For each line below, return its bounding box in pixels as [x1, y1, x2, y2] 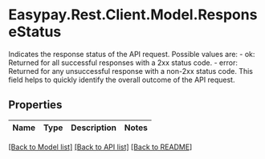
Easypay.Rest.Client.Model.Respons [8, 6, 258, 24]
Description [71, 122, 116, 133]
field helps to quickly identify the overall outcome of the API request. [8, 75, 235, 84]
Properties [8, 98, 63, 112]
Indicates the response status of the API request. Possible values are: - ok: [8, 49, 255, 59]
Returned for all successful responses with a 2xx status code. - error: [8, 58, 238, 67]
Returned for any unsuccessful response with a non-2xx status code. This [8, 66, 254, 75]
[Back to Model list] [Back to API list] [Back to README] [8, 142, 193, 152]
